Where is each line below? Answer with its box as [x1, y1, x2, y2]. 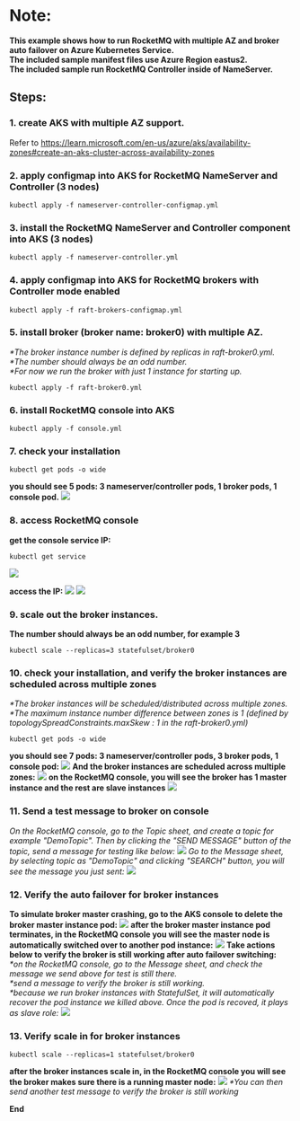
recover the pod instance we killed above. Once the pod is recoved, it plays [9, 996, 289, 1007]
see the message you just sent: [9, 866, 125, 877]
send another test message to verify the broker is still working [9, 1086, 240, 1097]
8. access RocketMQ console [9, 514, 139, 526]
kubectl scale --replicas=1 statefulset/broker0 [9, 1050, 195, 1060]
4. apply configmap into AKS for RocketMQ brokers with [9, 274, 259, 287]
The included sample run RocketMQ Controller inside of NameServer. [9, 64, 274, 75]
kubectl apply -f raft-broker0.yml [9, 383, 143, 392]
